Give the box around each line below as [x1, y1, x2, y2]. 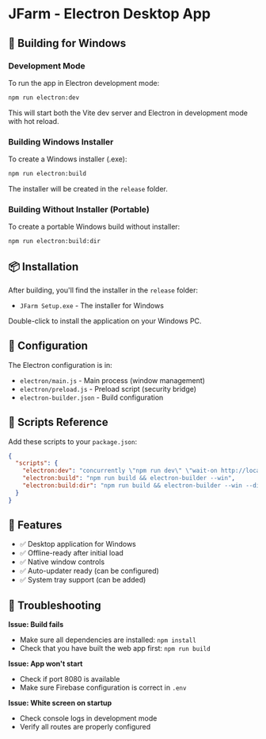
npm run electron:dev [8, 93, 80, 102]
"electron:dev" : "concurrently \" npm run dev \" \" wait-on [22, 466, 218, 475]
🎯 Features [8, 518, 63, 532]
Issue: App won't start [8, 659, 83, 668]
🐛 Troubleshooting [8, 598, 101, 612]
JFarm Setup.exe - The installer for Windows [19, 300, 165, 310]
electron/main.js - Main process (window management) [19, 375, 206, 385]
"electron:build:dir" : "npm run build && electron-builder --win [22, 482, 243, 489]
